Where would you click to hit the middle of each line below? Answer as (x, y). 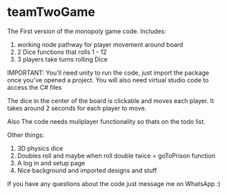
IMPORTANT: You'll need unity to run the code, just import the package (108, 73)
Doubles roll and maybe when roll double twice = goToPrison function (116, 156)
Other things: (26, 135)
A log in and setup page (51, 162)
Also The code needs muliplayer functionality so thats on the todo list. (106, 121)
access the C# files (34, 87)
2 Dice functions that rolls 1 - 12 (62, 52)
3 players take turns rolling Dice (62, 59)
